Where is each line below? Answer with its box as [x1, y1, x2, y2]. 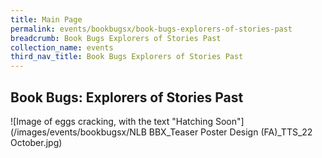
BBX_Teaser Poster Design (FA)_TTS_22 [148, 126, 313, 138]
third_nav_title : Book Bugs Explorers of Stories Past [10, 52, 244, 62]
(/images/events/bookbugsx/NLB [10, 126, 147, 138]
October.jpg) [10, 136, 63, 148]
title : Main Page [10, 14, 83, 25]
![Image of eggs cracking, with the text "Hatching [10, 115, 213, 127]
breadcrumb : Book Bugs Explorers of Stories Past [10, 33, 222, 43]
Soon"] [214, 115, 245, 127]
